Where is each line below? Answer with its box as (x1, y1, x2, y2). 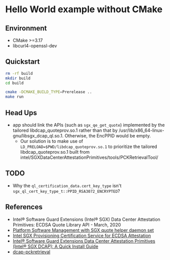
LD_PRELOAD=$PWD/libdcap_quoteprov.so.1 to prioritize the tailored (20, 143, 157, 150)
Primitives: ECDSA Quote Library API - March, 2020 (12, 221, 121, 227)
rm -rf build (5, 71, 33, 76)
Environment (5, 24, 47, 33)
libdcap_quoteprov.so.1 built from (20, 149, 90, 155)
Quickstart (5, 57, 40, 66)
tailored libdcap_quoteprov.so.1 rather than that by (12, 127, 118, 133)
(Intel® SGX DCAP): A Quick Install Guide (12, 243, 98, 249)
